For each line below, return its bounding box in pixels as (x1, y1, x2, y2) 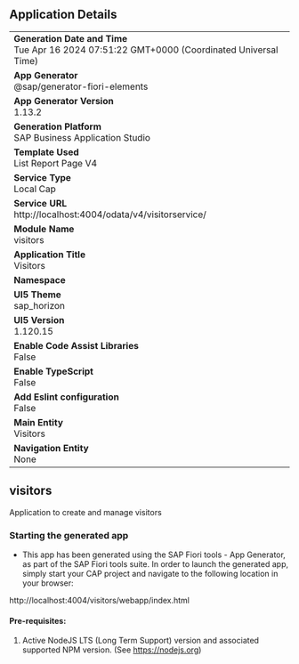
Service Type (13, 171, 71, 183)
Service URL (13, 197, 68, 209)
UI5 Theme (13, 288, 62, 301)
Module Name (13, 223, 75, 235)
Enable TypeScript (13, 365, 93, 377)
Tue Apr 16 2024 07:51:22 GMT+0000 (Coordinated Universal (13, 44, 279, 56)
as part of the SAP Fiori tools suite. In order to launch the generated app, (21, 558, 289, 569)
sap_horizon (13, 299, 65, 312)
